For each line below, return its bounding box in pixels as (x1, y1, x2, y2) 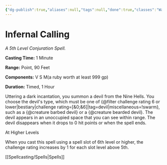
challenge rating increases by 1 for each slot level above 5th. (5, 144, 129, 150)
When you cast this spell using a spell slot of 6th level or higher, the (5, 139, 144, 145)
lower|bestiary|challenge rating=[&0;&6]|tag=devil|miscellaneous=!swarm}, (5, 104, 160, 110)
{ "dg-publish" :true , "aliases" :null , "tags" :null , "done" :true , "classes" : (5, 7, 157, 12)
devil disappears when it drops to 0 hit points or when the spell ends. (5, 120, 147, 126)
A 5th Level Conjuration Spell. (5, 45, 66, 51)
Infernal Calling (5, 28, 70, 40)
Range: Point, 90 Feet (5, 64, 50, 70)
